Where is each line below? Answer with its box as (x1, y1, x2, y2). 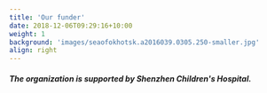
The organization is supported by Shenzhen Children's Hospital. (9, 73, 252, 84)
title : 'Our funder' (9, 12, 86, 22)
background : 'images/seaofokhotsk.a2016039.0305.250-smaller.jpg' (9, 37, 260, 47)
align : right (9, 46, 58, 55)
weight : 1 (9, 29, 46, 38)
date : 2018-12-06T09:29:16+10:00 (9, 21, 133, 30)
